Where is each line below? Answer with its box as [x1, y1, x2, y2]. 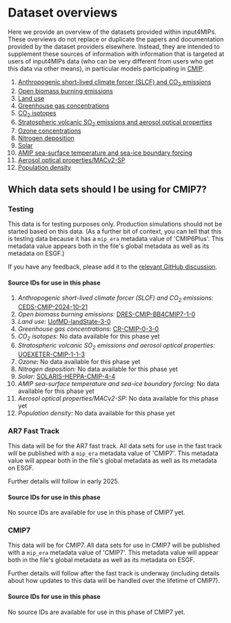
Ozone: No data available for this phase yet [17, 357, 141, 365]
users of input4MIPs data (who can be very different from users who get [8, 57, 214, 65]
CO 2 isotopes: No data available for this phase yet [17, 332, 161, 342]
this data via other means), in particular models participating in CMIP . [8, 64, 205, 73]
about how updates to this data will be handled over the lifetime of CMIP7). [8, 577, 220, 585]
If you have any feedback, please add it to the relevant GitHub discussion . [8, 262, 218, 271]
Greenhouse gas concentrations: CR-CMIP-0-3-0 [17, 325, 159, 333]
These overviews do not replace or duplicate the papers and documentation [8, 35, 224, 43]
